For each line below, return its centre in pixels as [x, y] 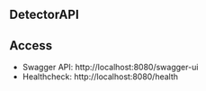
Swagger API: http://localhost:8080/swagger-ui [110, 68]
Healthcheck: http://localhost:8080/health [100, 77]
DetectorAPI [44, 15]
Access [31, 45]
